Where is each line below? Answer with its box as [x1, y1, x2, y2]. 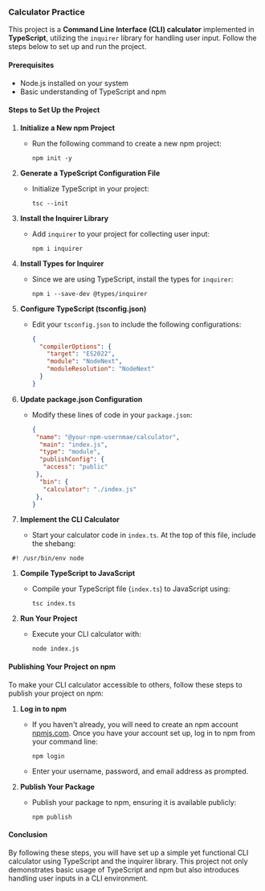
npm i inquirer [31, 244, 83, 253]
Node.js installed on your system [19, 78, 128, 88]
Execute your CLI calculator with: [31, 630, 142, 639]
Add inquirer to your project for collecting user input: [31, 228, 210, 239]
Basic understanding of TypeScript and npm [19, 87, 166, 96]
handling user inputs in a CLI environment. [8, 873, 149, 883]
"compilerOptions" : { [39, 343, 112, 351]
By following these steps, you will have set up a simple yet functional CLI [8, 848, 249, 857]
